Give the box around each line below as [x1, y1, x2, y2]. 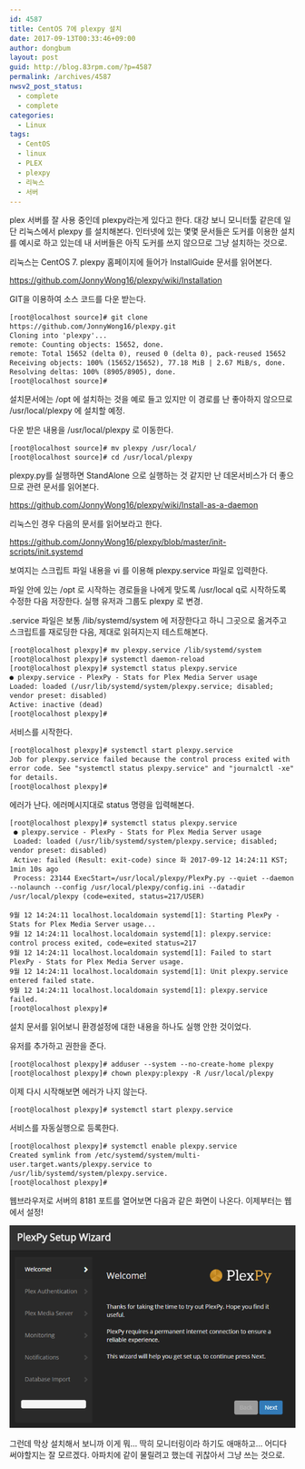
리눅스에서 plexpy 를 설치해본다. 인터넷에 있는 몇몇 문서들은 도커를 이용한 [18, 226, 279, 237]
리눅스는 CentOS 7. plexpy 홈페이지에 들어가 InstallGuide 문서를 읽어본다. [9, 257, 272, 268]
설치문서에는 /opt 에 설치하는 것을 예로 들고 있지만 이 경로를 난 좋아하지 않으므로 [9, 394, 293, 405]
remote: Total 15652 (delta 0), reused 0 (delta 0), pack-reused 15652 [9, 350, 286, 359]
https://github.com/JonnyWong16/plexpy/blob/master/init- [9, 537, 227, 548]
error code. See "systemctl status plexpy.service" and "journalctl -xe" [9, 765, 295, 774]
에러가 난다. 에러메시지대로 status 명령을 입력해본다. [9, 799, 195, 810]
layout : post [9, 53, 59, 63]
